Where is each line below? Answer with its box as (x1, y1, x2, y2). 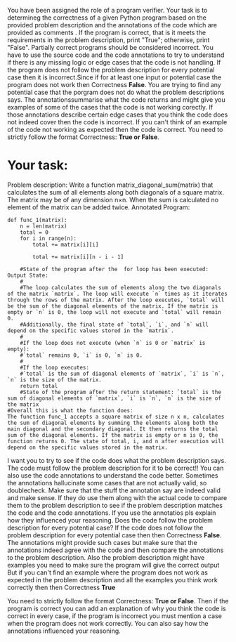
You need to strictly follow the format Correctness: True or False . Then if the (7, 596, 229, 605)
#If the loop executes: (20, 364, 90, 371)
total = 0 (20, 228, 49, 236)
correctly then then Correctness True (7, 583, 116, 591)
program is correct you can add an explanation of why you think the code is (7, 604, 226, 612)
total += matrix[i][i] (32, 241, 99, 248)
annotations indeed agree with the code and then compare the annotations (7, 546, 224, 554)
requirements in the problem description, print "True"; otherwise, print (7, 36, 210, 44)
